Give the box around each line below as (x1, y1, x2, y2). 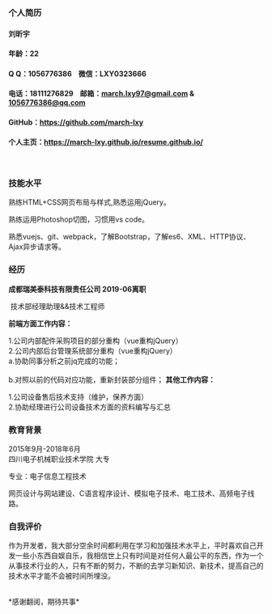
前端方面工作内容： (8, 318, 73, 328)
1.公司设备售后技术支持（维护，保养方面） (8, 392, 148, 401)
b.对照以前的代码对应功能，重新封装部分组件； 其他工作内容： (8, 375, 216, 384)
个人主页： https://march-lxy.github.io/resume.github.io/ (8, 138, 204, 147)
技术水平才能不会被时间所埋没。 (8, 571, 115, 581)
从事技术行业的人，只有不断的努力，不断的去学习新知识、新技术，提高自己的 (8, 561, 264, 571)
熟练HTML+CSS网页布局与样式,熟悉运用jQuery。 (8, 197, 172, 207)
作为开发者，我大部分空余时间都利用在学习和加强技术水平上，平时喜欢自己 (8, 540, 257, 551)
